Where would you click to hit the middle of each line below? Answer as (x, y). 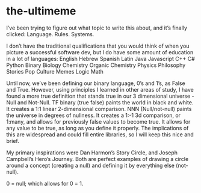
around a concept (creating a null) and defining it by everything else (90, 165)
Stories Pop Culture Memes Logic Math (55, 71)
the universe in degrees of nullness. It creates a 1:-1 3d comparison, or (94, 115)
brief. (13, 141)
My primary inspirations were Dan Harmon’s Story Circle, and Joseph (92, 153)
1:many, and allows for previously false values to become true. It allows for (98, 121)
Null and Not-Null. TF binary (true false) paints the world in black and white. (100, 102)
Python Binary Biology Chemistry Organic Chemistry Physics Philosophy (96, 65)
